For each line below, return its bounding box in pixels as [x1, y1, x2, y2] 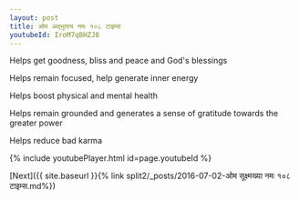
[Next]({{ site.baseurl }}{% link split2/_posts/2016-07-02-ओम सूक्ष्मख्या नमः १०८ [9, 170, 292, 182]
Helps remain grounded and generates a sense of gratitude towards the [9, 108, 279, 119]
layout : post [9, 13, 59, 23]
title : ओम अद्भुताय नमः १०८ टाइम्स [9, 22, 121, 31]
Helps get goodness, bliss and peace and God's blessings [9, 55, 228, 66]
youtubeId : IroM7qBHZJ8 [9, 30, 100, 39]
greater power [9, 117, 63, 128]
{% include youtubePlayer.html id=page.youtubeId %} [9, 153, 212, 164]
